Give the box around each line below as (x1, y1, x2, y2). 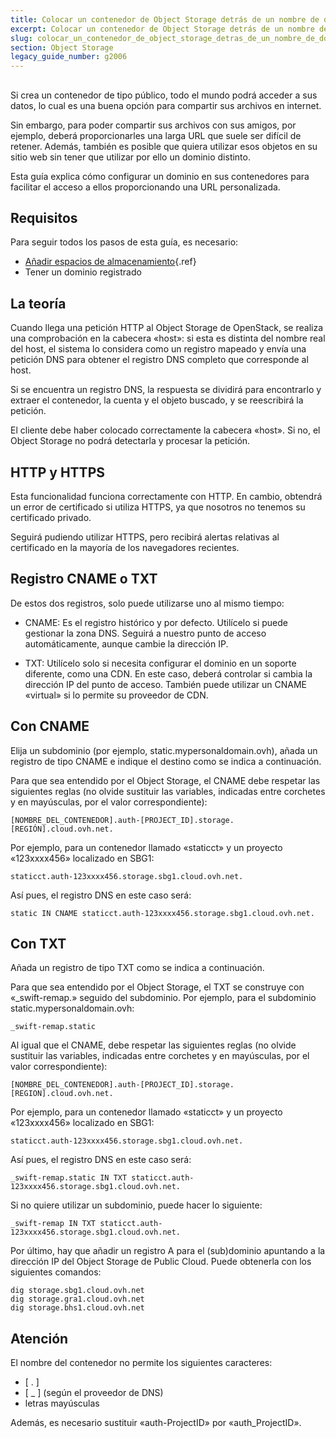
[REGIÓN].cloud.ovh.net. (10, 824, 114, 834)
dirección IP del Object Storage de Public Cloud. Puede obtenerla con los (10, 1256, 312, 1268)
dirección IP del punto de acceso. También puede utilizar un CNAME (24, 678, 307, 690)
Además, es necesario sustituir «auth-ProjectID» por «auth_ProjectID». (10, 1417, 302, 1429)
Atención (10, 1330, 69, 1347)
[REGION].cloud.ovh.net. (10, 1089, 114, 1099)
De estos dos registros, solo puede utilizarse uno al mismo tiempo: (10, 597, 285, 609)
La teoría (10, 295, 67, 312)
